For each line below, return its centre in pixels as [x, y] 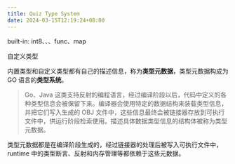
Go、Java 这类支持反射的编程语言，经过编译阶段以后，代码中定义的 [122, 95]
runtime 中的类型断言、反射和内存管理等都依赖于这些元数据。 [96, 153]
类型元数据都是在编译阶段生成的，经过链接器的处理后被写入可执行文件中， [115, 144]
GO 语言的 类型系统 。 [38, 80]
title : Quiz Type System [43, 14]
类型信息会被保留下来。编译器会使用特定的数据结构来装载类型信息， [129, 103]
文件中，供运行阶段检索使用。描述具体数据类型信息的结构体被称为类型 [126, 121]
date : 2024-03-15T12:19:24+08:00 [56, 20]
